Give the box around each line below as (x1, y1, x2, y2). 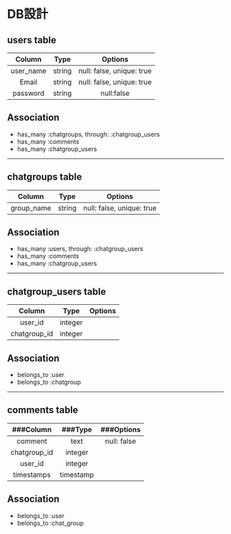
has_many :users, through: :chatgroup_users (16, 245, 144, 253)
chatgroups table (7, 171, 82, 183)
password (12, 89, 45, 98)
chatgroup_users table (7, 286, 107, 297)
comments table (7, 404, 78, 416)
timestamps (12, 469, 52, 479)
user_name (10, 66, 47, 76)
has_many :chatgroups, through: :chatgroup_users (16, 130, 160, 138)
